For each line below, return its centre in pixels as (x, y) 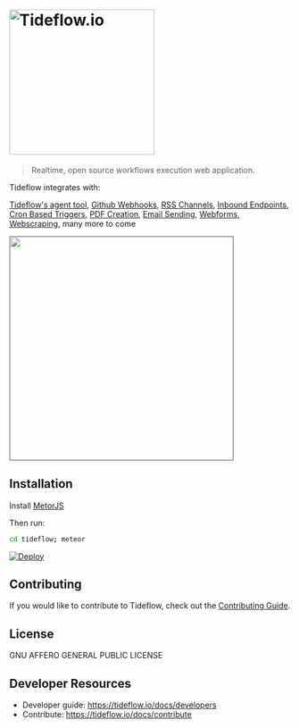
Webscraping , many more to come (73, 223)
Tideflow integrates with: (55, 187)
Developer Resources (71, 683)
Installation (41, 484)
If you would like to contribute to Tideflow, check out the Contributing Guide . (150, 606)
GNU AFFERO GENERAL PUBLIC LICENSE (86, 656)
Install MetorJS (37, 506)
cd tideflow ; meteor (48, 539)
